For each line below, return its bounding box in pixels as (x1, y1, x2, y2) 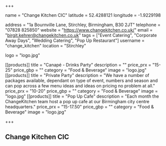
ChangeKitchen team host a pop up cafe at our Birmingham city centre (5, 99, 150, 104)
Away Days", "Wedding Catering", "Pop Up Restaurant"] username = (5, 37, 145, 43)
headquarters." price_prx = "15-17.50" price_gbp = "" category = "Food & (5, 104, 154, 109)
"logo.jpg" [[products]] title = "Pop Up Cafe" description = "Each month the (5, 93, 160, 99)
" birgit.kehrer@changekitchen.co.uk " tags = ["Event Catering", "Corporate (5, 33, 157, 38)
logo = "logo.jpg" (5, 52, 41, 58)
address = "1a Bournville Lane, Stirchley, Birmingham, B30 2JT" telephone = (5, 22, 161, 28)
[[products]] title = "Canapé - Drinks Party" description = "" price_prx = (5, 62, 152, 68)
